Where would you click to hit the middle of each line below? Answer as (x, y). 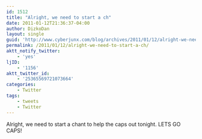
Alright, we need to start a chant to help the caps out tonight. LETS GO (93, 124)
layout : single (25, 34)
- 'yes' (26, 57)
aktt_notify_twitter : (33, 51)
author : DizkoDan (28, 29)
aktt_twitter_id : (28, 73)
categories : (21, 85)
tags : (13, 96)
